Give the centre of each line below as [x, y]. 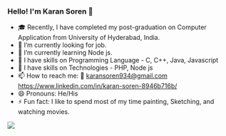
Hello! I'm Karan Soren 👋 [51, 11]
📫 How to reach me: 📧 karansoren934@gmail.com [92, 76]
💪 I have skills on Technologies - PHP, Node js [85, 68]
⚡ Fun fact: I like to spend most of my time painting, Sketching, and [116, 102]
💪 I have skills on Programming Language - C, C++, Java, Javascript [118, 61]
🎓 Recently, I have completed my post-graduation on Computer [112, 27]
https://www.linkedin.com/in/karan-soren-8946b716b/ [97, 86]
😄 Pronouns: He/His [48, 94]
